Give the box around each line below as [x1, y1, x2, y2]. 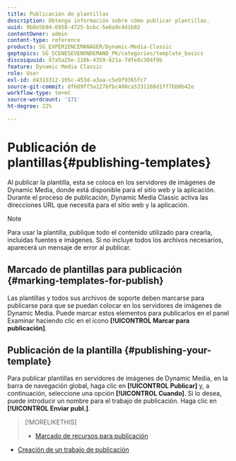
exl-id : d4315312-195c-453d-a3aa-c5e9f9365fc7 [7, 76, 147, 84]
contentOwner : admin [7, 30, 69, 38]
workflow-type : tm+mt [7, 89, 71, 96]
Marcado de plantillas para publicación [7, 264, 182, 276]
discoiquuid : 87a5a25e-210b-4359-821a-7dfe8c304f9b [7, 57, 163, 64]
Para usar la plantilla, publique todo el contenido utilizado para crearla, [7, 228, 213, 236]
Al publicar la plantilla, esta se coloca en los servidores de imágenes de [7, 178, 216, 187]
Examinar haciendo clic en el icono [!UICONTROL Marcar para [7, 316, 190, 325]
